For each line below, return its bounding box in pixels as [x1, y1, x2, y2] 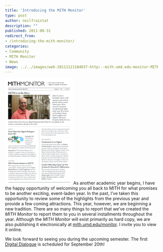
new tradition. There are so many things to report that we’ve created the [5, 206, 149, 212]
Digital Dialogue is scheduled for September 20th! [5, 241, 105, 247]
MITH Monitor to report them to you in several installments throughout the [5, 211, 153, 217]
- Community [5, 49, 29, 54]
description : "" [5, 23, 38, 28]
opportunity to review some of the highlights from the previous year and [5, 195, 149, 202]
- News [5, 59, 18, 64]
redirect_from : [5, 34, 36, 39]
